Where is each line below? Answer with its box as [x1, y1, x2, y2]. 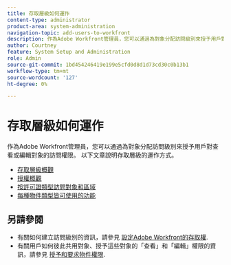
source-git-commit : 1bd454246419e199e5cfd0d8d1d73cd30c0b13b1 [7, 61, 189, 68]
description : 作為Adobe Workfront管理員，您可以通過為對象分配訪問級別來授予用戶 [7, 36, 221, 43]
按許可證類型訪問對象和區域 [16, 183, 96, 191]
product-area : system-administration [7, 23, 115, 30]
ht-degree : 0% [7, 81, 48, 87]
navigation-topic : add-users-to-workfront [7, 29, 131, 36]
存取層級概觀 [16, 166, 54, 174]
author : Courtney [7, 42, 57, 49]
